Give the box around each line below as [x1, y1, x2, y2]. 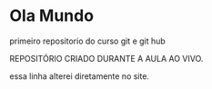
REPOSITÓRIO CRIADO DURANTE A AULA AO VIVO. [9, 53, 204, 64]
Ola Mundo [9, 5, 94, 26]
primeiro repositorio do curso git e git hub [9, 35, 166, 46]
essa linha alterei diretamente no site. [9, 70, 150, 82]
